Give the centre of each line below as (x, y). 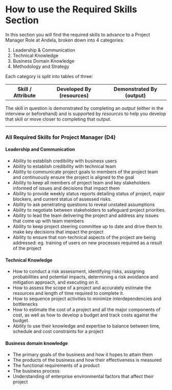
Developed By (74, 89)
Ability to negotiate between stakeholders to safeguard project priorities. (89, 210)
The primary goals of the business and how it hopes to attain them (83, 355)
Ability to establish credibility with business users (65, 161)
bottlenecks (25, 304)
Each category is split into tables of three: (49, 76)
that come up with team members (48, 221)
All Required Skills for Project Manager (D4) (61, 137)
